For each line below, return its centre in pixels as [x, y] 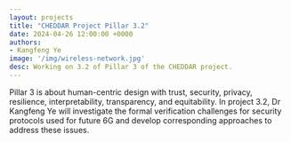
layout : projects [41, 17]
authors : [25, 42]
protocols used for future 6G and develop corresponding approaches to [141, 120]
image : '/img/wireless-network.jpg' [77, 59]
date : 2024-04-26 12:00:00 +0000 [71, 34]
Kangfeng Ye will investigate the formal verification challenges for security [145, 111]
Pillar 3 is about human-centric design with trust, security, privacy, [131, 92]
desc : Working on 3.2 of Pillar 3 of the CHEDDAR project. [121, 67]
